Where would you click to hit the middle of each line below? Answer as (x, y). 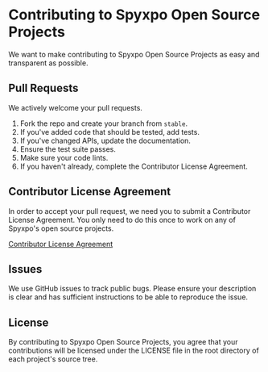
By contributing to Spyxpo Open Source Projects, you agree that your (123, 342)
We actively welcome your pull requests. (76, 107)
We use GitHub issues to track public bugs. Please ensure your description (132, 289)
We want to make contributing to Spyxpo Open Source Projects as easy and (134, 54)
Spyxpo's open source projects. (61, 228)
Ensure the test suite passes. (68, 149)
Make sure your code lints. (64, 157)
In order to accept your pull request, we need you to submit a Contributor (130, 211)
